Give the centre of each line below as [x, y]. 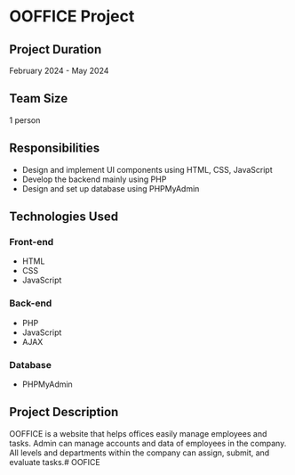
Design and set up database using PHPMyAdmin [111, 188]
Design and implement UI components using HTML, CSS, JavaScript [147, 169]
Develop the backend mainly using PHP [94, 179]
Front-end [32, 242]
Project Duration [56, 49]
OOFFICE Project [72, 16]
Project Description [64, 412]
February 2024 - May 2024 [59, 70]
